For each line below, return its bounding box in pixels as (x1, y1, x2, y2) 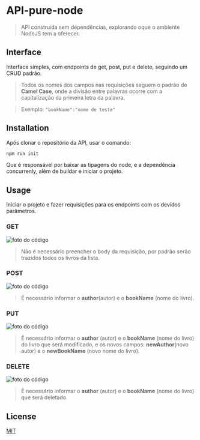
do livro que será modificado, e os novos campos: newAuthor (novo (20, 341, 189, 348)
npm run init (6, 151, 39, 157)
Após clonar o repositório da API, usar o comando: (6, 139, 131, 146)
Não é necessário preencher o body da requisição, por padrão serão (20, 247, 191, 255)
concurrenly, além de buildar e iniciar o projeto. (6, 167, 123, 175)
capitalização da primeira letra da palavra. (20, 94, 125, 101)
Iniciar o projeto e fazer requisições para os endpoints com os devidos (6, 201, 181, 208)
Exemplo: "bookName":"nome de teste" (20, 106, 116, 113)
